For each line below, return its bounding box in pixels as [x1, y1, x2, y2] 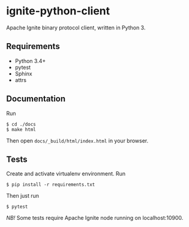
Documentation [6, 94, 66, 104]
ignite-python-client [6, 4, 110, 18]
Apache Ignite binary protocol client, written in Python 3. [6, 24, 146, 31]
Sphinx [14, 70, 32, 77]
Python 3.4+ [14, 57, 46, 64]
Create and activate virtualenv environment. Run [6, 170, 126, 177]
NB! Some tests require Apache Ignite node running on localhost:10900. [6, 214, 184, 222]
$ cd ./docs [6, 121, 36, 127]
